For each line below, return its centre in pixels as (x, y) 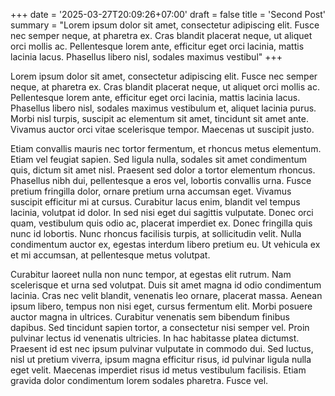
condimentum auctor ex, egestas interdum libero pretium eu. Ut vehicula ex (165, 244)
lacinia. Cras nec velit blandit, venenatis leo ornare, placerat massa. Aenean (166, 295)
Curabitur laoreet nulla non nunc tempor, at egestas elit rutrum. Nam (151, 274)
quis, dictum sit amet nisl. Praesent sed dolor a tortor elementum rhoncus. (163, 170)
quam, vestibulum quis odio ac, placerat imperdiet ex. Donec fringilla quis (161, 223)
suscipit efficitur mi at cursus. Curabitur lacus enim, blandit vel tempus (155, 202)
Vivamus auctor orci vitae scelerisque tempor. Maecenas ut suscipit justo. (162, 129)
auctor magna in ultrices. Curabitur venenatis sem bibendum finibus (150, 317)
